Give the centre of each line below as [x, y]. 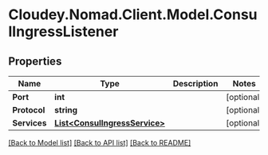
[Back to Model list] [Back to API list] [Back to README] [100, 143]
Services [30, 123]
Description [195, 83]
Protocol [29, 110]
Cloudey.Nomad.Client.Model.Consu [133, 15]
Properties [35, 61]
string [66, 110]
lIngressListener [63, 32]
